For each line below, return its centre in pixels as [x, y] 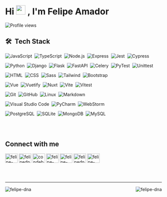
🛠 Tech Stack [28, 41]
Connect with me [32, 144]
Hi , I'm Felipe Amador [57, 12]
